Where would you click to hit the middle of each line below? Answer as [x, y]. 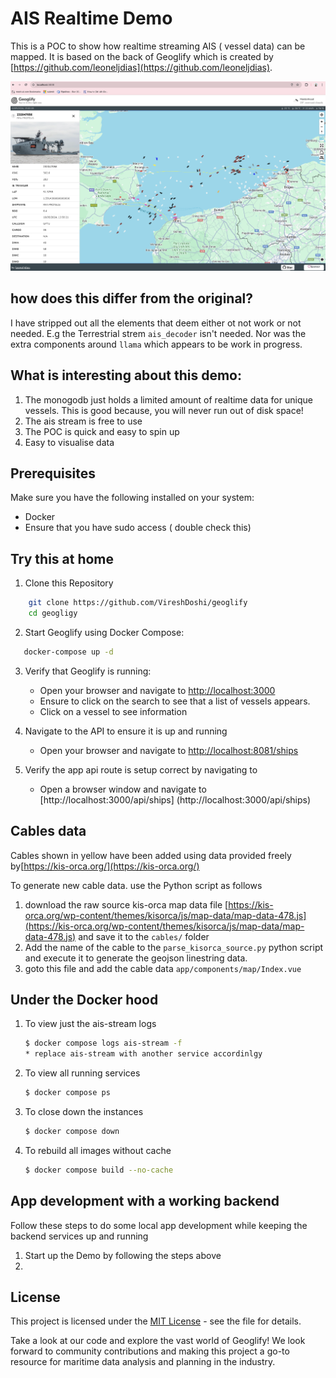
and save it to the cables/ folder [144, 936]
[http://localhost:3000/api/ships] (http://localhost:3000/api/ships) [175, 799]
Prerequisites [53, 473]
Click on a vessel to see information [113, 711]
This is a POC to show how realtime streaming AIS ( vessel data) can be [158, 46]
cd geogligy [53, 613]
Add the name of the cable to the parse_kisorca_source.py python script [174, 947]
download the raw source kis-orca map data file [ [126, 904]
